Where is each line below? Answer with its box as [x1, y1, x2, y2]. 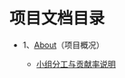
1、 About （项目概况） [22, 39, 104, 50]
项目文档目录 [9, 8, 106, 29]
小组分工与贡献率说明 [35, 58, 116, 69]
